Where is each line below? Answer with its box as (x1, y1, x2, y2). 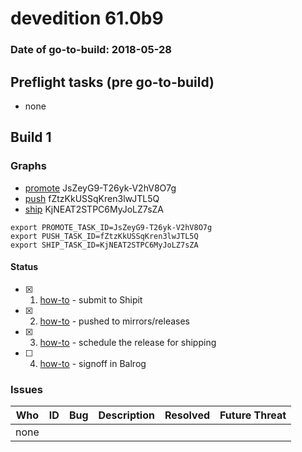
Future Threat (219, 408, 287, 422)
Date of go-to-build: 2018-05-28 (10, 43, 172, 57)
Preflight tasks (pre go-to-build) (10, 73, 215, 91)
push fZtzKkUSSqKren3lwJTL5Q (24, 192, 160, 204)
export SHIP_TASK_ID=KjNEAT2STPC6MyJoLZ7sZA (10, 240, 199, 250)
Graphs (10, 159, 47, 173)
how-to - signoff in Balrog (39, 357, 147, 369)
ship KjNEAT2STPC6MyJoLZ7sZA (24, 203, 165, 215)
